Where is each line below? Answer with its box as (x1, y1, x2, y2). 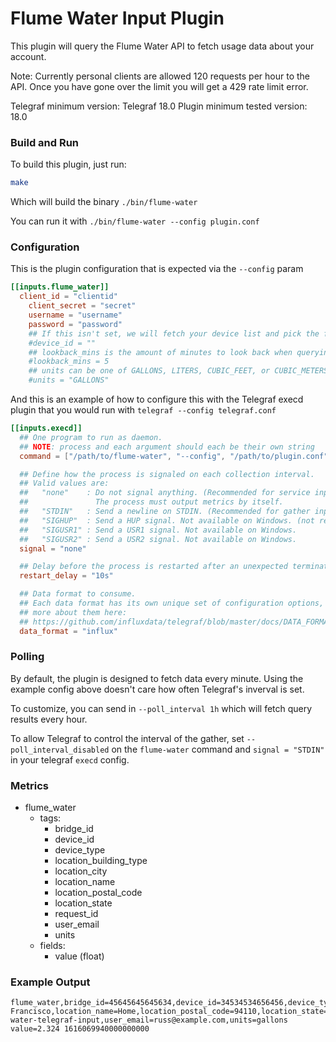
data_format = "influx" (19, 626, 118, 636)
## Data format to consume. (19, 589, 137, 599)
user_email (54, 918, 100, 931)
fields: (39, 940, 66, 952)
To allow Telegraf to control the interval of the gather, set (10, 732, 245, 744)
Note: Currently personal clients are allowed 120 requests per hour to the (10, 70, 310, 82)
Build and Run (10, 135, 80, 149)
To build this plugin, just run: (10, 158, 127, 171)
